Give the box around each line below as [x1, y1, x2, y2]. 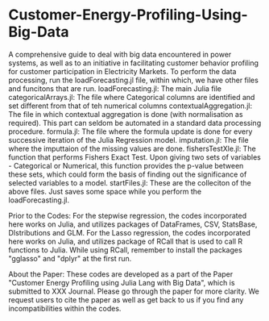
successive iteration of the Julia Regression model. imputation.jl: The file [8, 135, 249, 144]
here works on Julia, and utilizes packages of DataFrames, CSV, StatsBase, [8, 219, 258, 229]
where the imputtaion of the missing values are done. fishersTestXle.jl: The [8, 144, 256, 153]
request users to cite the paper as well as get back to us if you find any [8, 294, 244, 304]
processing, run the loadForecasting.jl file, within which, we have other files [8, 75, 259, 85]
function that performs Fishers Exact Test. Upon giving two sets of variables [8, 152, 262, 162]
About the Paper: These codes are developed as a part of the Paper [8, 269, 234, 279]
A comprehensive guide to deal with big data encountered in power [8, 49, 232, 59]
